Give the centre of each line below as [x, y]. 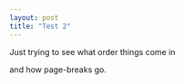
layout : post [34, 18]
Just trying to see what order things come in [92, 51]
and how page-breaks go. [58, 70]
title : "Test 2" [40, 26]
